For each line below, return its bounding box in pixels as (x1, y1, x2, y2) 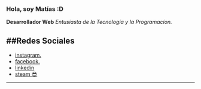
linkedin (14, 65, 35, 72)
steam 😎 (14, 70, 38, 78)
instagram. (14, 51, 42, 59)
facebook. (14, 58, 40, 65)
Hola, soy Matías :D (6, 5, 64, 13)
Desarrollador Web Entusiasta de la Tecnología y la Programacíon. (6, 19, 172, 26)
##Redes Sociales (6, 35, 75, 46)
